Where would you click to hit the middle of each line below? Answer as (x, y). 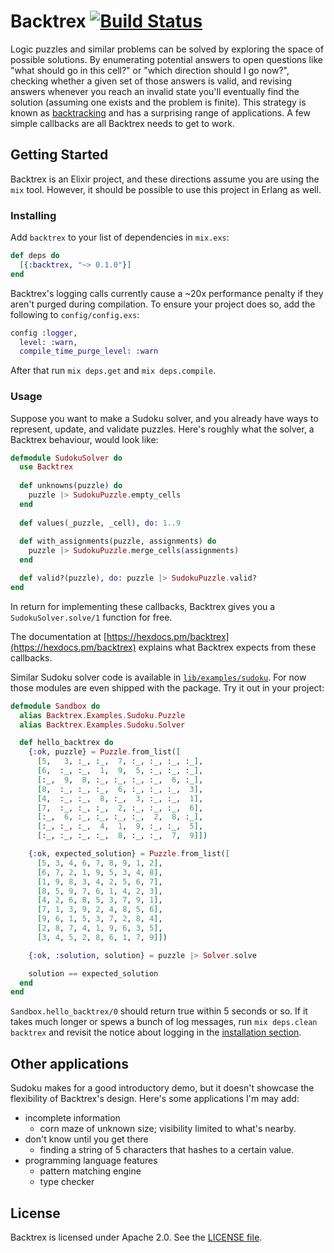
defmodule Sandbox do (55, 706)
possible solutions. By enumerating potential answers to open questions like (166, 59)
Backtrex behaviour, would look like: (84, 439)
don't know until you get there (86, 1139)
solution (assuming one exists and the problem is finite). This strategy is (158, 102)
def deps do (35, 256)
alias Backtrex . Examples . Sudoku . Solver (102, 725)
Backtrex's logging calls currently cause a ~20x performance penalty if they (167, 293)
